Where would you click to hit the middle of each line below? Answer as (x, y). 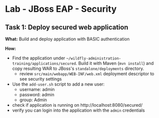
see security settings (41, 79)
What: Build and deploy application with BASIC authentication (67, 39)
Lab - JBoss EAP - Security (61, 9)
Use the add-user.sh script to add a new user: (58, 84)
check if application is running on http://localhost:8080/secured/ (77, 105)
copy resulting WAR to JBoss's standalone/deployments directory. (78, 68)
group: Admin (33, 100)
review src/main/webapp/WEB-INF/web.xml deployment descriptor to (87, 74)
